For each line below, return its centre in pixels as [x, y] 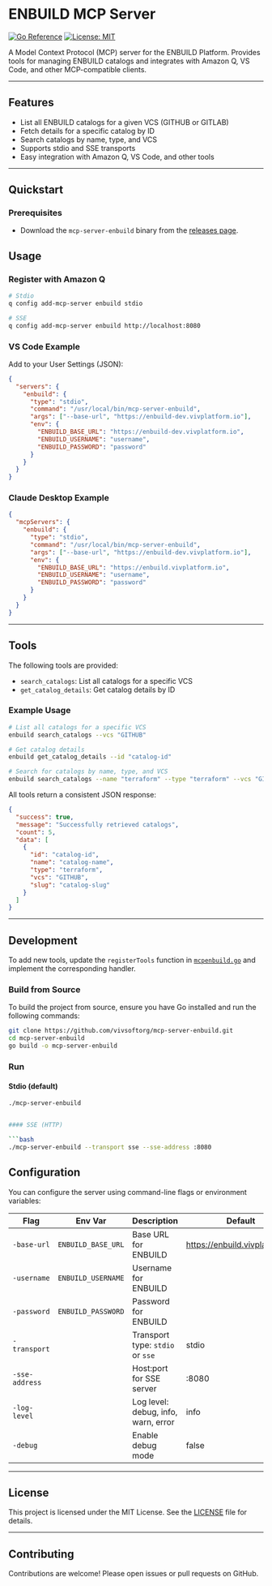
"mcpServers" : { [43, 522]
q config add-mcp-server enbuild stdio [76, 303]
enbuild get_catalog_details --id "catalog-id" [90, 757]
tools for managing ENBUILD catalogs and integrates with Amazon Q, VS [129, 61]
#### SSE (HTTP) [36, 1125]
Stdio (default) [33, 1086]
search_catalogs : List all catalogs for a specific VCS [106, 681]
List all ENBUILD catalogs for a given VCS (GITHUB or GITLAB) [124, 122]
